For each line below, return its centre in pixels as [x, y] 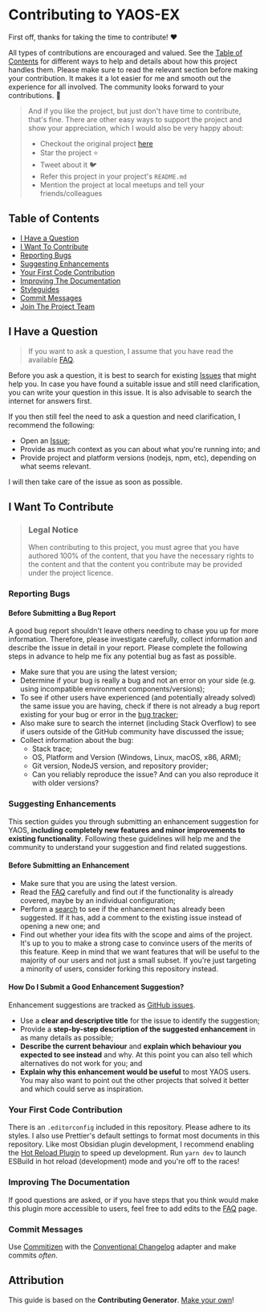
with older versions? [65, 783]
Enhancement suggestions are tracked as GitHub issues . [102, 1005]
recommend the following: [51, 425]
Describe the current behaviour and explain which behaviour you [131, 1046]
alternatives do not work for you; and [81, 1064]
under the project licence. [71, 573]
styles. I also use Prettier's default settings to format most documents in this [134, 1136]
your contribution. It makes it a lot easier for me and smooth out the [120, 78]
